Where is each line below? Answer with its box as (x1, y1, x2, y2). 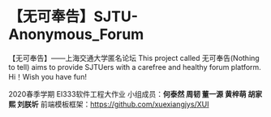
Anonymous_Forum (8, 25, 144, 44)
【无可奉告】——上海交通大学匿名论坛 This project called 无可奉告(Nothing (8, 53, 260, 63)
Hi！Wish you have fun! (8, 71, 88, 81)
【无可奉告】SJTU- (8, 7, 138, 26)
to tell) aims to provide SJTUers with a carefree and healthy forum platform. (8, 62, 261, 71)
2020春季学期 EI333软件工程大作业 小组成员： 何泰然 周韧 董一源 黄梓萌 (8, 89, 247, 98)
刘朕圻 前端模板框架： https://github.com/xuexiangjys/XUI (17, 99, 209, 109)
